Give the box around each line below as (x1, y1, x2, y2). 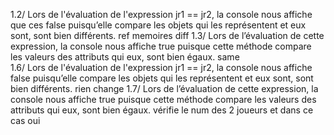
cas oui (10, 115, 41, 126)
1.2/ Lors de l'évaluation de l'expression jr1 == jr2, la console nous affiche (10, 9, 313, 20)
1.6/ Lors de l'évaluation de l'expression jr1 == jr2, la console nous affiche (10, 62, 313, 73)
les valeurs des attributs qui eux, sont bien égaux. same (10, 51, 240, 63)
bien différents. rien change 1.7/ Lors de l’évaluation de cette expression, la (10, 83, 319, 94)
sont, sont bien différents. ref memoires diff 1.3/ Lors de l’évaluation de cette (10, 30, 325, 41)
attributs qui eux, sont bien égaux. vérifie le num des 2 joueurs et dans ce (10, 104, 314, 116)
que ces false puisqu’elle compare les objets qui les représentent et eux (10, 19, 307, 31)
